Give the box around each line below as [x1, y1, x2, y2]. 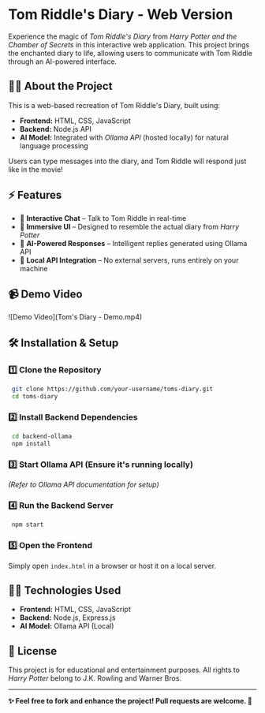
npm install [11, 439, 51, 447]
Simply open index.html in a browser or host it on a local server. [8, 561, 217, 570]
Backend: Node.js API [19, 124, 92, 133]
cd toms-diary [11, 392, 58, 400]
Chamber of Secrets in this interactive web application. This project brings [8, 39, 250, 49]
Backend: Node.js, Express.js [19, 613, 116, 622]
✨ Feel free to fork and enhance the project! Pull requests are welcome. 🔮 [8, 696, 252, 706]
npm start [11, 521, 44, 529]
